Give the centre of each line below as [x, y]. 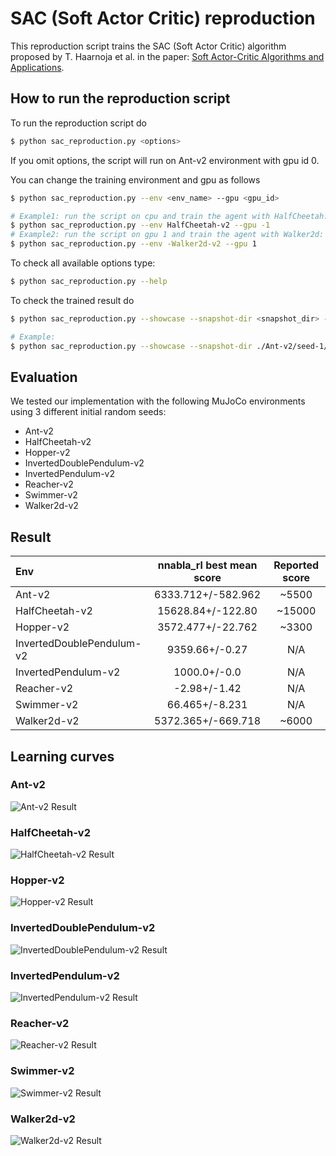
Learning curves [62, 756]
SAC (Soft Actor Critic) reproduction [163, 18]
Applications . [37, 67]
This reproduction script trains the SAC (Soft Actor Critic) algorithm [148, 46]
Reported [296, 565]
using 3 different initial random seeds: [88, 412]
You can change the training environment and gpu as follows [135, 179]
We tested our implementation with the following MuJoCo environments [158, 401]
